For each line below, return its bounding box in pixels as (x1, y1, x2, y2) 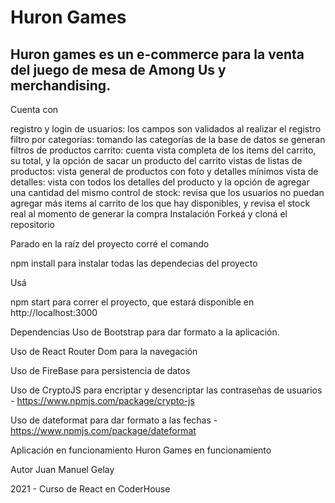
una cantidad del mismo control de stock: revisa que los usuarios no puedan (10, 187, 325, 198)
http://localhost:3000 (10, 307, 98, 318)
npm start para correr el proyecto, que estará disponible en (10, 296, 255, 308)
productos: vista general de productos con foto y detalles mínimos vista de (10, 166, 319, 177)
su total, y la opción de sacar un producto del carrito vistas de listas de (10, 155, 303, 166)
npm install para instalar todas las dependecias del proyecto (10, 257, 258, 269)
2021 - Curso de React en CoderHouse (10, 483, 171, 495)
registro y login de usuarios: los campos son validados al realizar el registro (10, 123, 322, 135)
